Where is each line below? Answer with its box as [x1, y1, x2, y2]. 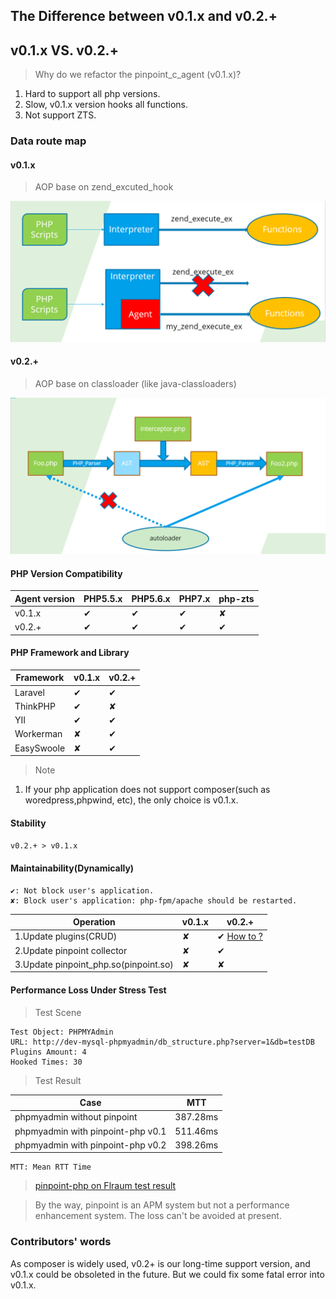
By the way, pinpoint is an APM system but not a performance [34, 1199, 290, 1211]
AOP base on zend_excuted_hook [34, 181, 174, 193]
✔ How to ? [216, 930, 263, 943]
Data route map [10, 134, 87, 148]
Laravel [14, 686, 45, 698]
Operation [73, 916, 116, 928]
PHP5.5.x [83, 592, 123, 604]
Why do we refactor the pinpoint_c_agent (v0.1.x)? [34, 69, 242, 81]
